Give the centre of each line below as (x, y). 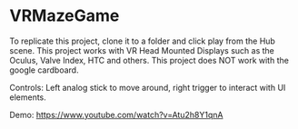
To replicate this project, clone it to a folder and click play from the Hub (142, 41)
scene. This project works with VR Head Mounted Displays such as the (142, 50)
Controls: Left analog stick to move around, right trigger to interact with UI (148, 87)
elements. (28, 97)
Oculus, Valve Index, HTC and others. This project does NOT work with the (149, 60)
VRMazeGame (65, 16)
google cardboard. (44, 70)
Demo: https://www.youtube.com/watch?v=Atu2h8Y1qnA (116, 114)
